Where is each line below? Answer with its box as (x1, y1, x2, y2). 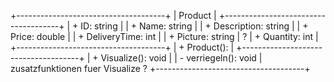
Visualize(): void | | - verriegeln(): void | (100, 52, 263, 64)
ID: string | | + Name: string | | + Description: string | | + (80, 20, 309, 32)
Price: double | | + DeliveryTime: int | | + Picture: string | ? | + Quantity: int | (10, 31, 319, 42)
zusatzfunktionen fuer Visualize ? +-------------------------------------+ (10, 63, 311, 74)
